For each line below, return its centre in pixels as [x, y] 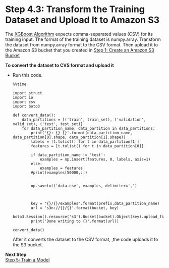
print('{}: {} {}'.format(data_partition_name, [82, 133]
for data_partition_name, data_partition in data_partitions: [89, 128]
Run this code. [27, 75]
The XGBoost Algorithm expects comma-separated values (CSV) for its [79, 34]
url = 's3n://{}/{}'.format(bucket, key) [75, 208]
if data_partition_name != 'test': [68, 155]
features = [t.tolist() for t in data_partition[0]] [88, 146]
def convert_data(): [34, 115]
